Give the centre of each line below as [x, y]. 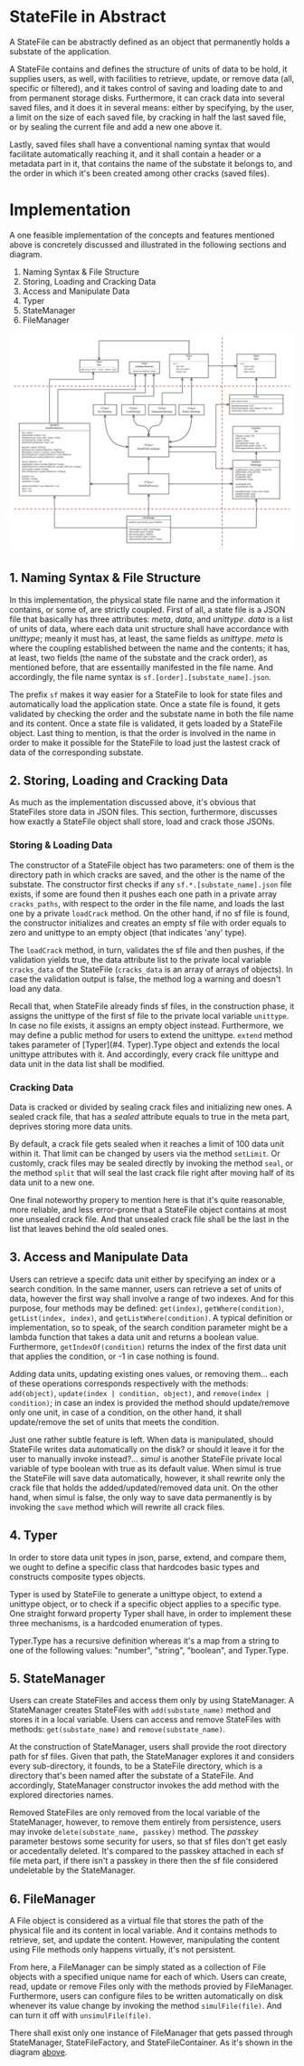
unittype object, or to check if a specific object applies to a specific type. [146, 1604]
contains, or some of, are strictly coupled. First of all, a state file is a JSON [147, 609]
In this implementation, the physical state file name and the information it [145, 599]
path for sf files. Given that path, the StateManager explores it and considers [152, 1757]
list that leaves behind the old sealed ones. [89, 1228]
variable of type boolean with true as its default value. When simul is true [146, 1468]
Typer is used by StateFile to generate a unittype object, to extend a [136, 1594]
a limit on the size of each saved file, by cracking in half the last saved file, [148, 117]
